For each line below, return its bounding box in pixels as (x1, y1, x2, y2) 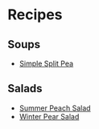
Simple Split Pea (19, 58, 74, 68)
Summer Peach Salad (19, 103, 91, 113)
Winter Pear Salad (19, 111, 80, 121)
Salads (7, 82, 43, 95)
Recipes (7, 6, 63, 24)
